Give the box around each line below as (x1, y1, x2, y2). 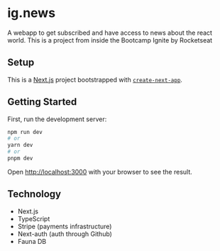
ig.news (7, 5, 55, 21)
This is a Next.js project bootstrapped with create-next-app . (7, 75, 183, 84)
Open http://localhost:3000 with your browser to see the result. (7, 167, 193, 176)
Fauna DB (17, 237, 47, 245)
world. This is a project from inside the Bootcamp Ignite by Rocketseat (7, 35, 213, 44)
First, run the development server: (7, 115, 107, 123)
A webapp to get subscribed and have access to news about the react (7, 28, 213, 37)
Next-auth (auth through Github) (17, 229, 112, 238)
